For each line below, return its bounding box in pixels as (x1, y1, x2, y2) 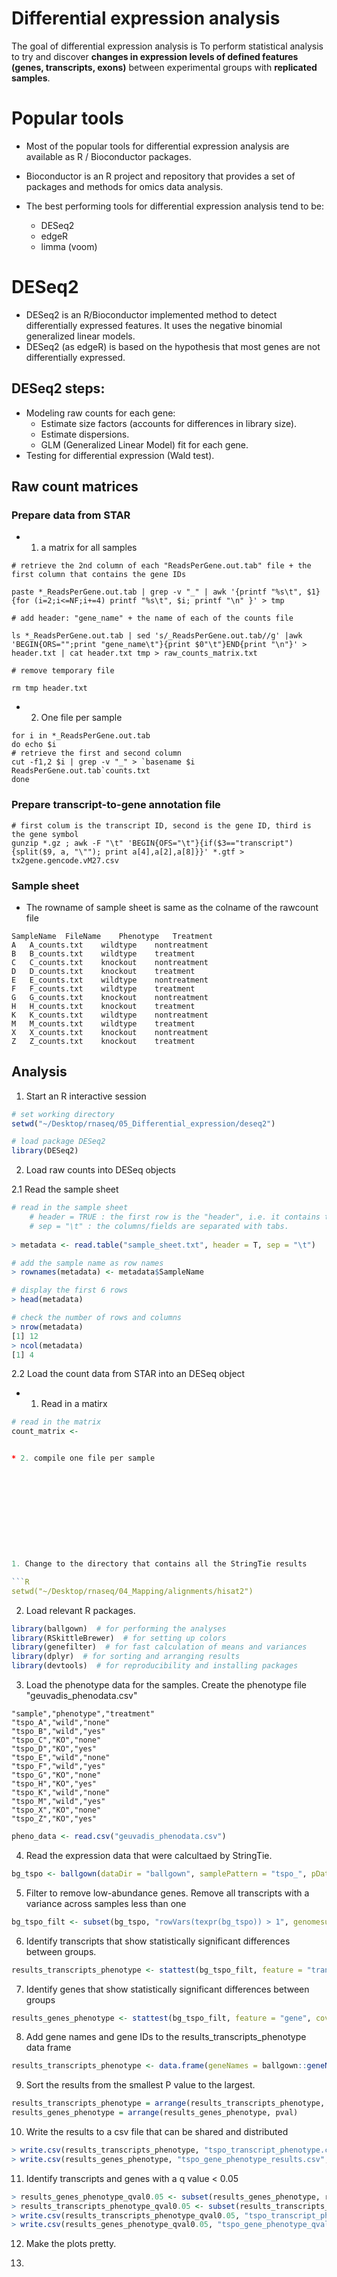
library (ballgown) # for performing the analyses (11, 1623, 227, 1634)
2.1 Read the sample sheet (11, 1183, 119, 1196)
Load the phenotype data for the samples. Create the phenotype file (25, 1679, 307, 1691)
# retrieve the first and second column (11, 748, 183, 759)
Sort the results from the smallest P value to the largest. (25, 2079, 256, 2091)
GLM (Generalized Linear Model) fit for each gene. (40, 438, 249, 451)
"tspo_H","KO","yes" (11, 1779, 98, 1789)
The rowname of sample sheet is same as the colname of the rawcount (25, 901, 319, 913)
